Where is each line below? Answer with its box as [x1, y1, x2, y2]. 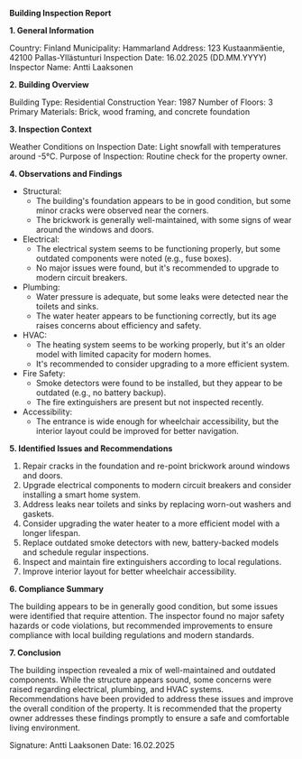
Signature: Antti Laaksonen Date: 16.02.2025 [9, 740, 176, 750]
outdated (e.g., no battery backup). [35, 387, 167, 398]
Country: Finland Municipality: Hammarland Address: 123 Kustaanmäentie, [9, 42, 286, 53]
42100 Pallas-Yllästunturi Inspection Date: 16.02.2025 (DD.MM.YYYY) [9, 52, 268, 62]
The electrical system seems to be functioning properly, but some [35, 244, 281, 254]
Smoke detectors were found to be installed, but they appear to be [35, 378, 283, 388]
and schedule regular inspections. [22, 547, 149, 558]
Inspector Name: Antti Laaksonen [9, 62, 133, 72]
